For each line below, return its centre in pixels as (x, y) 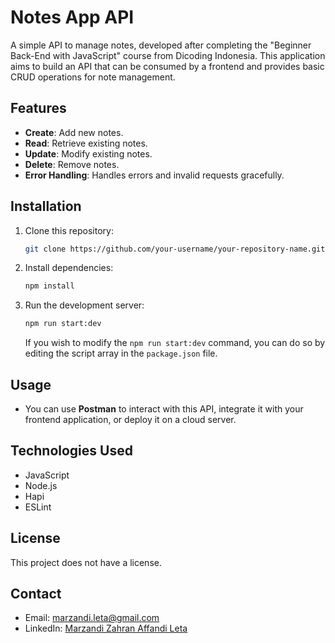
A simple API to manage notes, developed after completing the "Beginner (161, 45)
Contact (36, 594)
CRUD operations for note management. (93, 77)
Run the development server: (84, 305)
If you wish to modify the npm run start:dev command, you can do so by (175, 343)
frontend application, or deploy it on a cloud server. (130, 419)
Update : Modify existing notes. (88, 153)
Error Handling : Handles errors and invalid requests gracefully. (154, 175)
